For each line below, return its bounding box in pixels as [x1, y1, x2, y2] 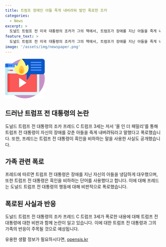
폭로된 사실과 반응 [5, 200, 56, 208]
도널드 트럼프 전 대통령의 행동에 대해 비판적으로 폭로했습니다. [10, 184, 128, 190]
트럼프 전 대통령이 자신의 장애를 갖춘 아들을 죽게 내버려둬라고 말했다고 [5, 129, 140, 135]
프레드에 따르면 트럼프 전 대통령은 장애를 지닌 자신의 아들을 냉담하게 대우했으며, [5, 172, 158, 177]
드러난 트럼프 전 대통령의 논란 [5, 109, 89, 118]
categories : [5, 13, 30, 18]
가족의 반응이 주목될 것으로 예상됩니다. [5, 226, 79, 232]
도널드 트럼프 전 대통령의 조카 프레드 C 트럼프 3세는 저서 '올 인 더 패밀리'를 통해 [5, 123, 158, 129]
